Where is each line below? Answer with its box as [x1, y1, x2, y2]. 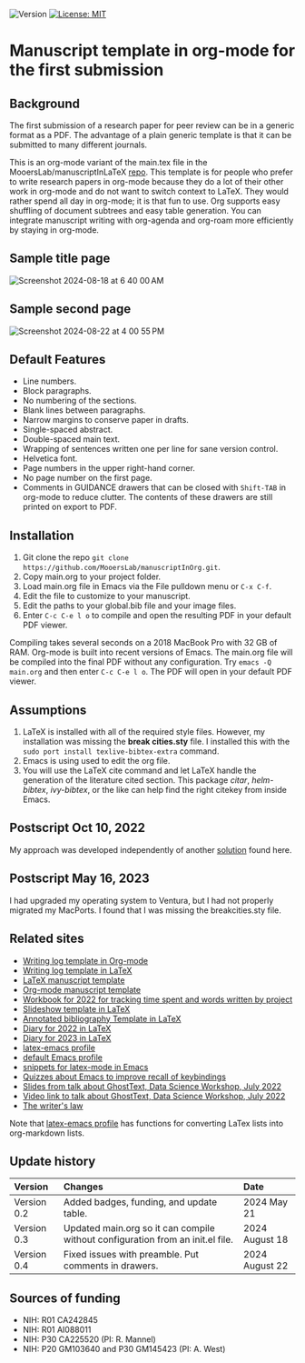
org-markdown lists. [9, 1127, 84, 1138]
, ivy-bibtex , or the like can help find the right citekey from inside [45, 785, 288, 796]
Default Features [9, 352, 106, 367]
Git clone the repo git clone [22, 552, 129, 563]
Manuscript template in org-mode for [9, 41, 296, 61]
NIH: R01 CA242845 [22, 1315, 98, 1326]
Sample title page [9, 251, 111, 266]
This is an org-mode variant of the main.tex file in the [9, 157, 208, 167]
